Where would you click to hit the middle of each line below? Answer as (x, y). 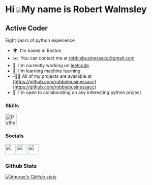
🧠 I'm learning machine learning (47, 71)
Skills (12, 105)
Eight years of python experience (40, 40)
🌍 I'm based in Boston (37, 50)
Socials (14, 136)
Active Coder (27, 28)
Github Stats (21, 166)
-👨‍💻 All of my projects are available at (52, 76)
